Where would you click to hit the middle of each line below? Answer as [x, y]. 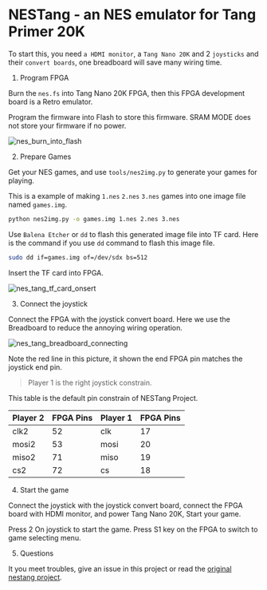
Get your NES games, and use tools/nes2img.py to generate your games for [133, 172]
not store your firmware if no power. [67, 125]
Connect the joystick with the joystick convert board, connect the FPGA [126, 505]
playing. [21, 180]
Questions [37, 553]
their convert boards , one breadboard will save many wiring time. [115, 62]
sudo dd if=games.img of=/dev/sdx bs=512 [78, 257]
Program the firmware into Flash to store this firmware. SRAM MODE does [130, 117]
